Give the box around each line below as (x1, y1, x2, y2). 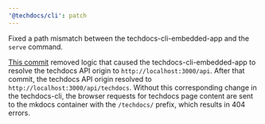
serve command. (8, 41, 64, 52)
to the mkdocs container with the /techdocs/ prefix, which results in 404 (8, 99, 246, 109)
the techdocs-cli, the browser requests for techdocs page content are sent (8, 91, 253, 100)
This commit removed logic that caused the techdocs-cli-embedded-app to (8, 57, 256, 67)
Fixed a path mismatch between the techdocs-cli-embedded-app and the (8, 33, 249, 43)
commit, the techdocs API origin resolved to (8, 74, 153, 83)
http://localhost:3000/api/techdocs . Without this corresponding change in (8, 83, 257, 92)
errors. (8, 108, 30, 118)
